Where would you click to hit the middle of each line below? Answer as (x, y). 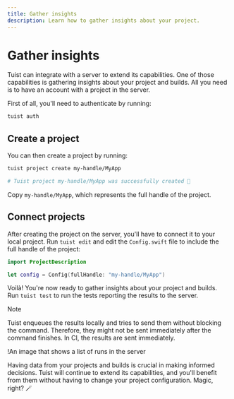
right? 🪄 (20, 388)
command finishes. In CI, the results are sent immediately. (91, 338)
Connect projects (47, 217)
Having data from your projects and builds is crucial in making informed (111, 365)
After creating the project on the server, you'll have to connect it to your (111, 234)
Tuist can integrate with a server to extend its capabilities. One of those (111, 75)
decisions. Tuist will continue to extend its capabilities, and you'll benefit (112, 373)
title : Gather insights (42, 14)
